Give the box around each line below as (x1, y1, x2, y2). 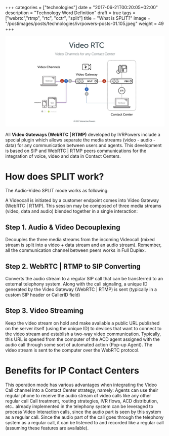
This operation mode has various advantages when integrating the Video (5, 382, 157, 388)
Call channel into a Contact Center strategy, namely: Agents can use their (5, 387, 158, 393)
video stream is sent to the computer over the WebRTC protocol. (5, 347, 140, 353)
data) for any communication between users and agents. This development (5, 142, 162, 148)
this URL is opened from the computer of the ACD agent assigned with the (5, 336, 160, 342)
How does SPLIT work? (5, 170, 104, 182)
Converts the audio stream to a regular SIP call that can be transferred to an (5, 276, 163, 282)
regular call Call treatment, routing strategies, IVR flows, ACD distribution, (5, 398, 158, 404)
